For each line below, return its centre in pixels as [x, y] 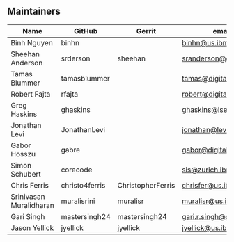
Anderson [27, 63]
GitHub [86, 31]
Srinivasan [28, 196]
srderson [76, 58]
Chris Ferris [30, 185]
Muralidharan [32, 205]
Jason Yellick [32, 227]
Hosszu [23, 154]
